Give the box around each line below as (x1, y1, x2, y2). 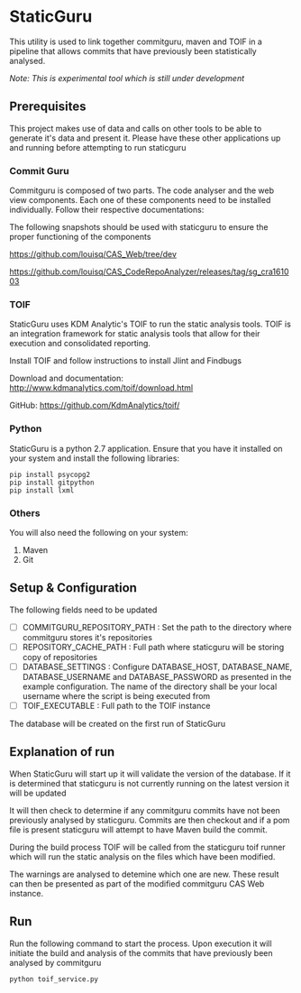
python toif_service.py (9, 974, 99, 984)
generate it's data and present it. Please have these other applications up (9, 133, 281, 143)
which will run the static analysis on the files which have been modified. (9, 850, 276, 862)
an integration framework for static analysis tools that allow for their (9, 328, 260, 339)
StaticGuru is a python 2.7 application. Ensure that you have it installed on (9, 443, 283, 454)
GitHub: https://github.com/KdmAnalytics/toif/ (9, 400, 180, 411)
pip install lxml (9, 485, 75, 495)
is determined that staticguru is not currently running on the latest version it (9, 777, 290, 788)
